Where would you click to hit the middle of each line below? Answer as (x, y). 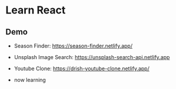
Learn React (36, 10)
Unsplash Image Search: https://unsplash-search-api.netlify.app (92, 57)
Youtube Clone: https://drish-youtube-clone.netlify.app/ (82, 69)
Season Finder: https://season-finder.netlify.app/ (73, 46)
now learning (30, 80)
